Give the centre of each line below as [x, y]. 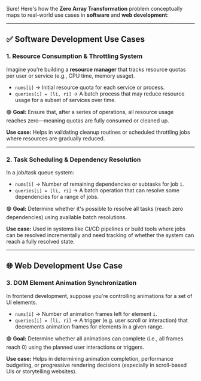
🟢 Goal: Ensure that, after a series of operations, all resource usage [90, 112]
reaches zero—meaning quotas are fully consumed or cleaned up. [88, 120]
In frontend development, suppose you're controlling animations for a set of [99, 296]
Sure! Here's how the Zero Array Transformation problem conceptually [95, 9]
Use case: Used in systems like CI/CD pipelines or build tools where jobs [96, 229]
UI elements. [22, 302]
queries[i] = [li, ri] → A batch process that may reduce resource [100, 93]
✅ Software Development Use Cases [76, 39]
